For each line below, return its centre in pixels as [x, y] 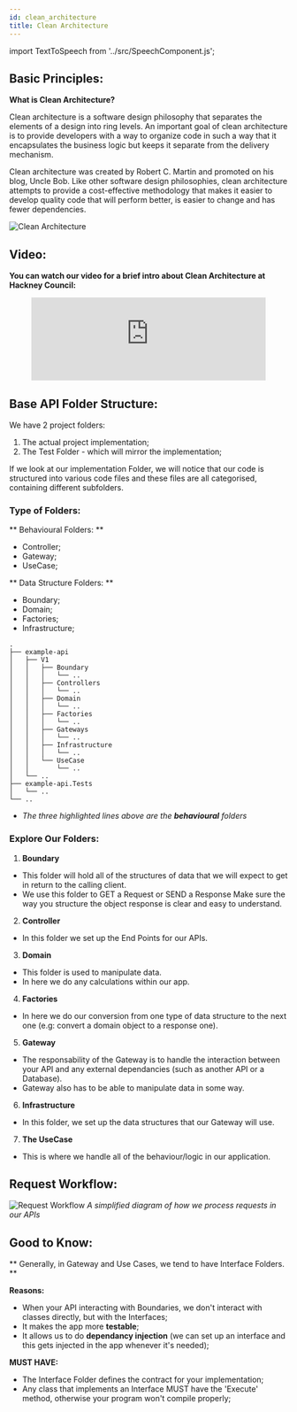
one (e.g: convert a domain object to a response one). [120, 1025]
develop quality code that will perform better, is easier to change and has [142, 200]
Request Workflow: [63, 1184]
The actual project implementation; [86, 442]
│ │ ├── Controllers [55, 683]
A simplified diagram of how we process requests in [182, 1206]
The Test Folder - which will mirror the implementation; [122, 451]
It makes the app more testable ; [80, 1327]
